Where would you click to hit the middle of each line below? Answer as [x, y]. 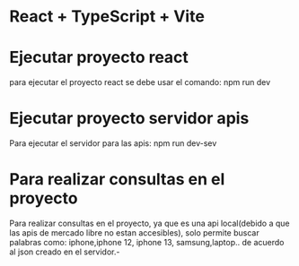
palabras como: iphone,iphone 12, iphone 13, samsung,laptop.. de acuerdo [147, 242]
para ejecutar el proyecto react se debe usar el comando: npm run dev [140, 82]
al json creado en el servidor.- [65, 252]
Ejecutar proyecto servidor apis [129, 119]
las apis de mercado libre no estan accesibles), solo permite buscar [134, 233]
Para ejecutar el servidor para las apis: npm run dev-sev [113, 143]
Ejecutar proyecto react [99, 58]
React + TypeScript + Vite [107, 17]
